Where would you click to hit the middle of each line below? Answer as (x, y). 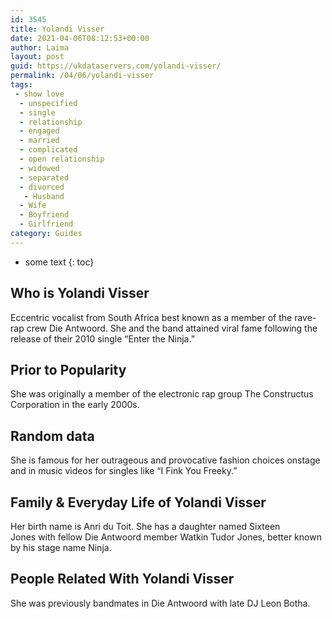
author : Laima (40, 47)
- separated (44, 177)
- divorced (42, 187)
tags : (21, 85)
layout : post (37, 57)
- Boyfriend (44, 215)
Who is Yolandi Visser (80, 293)
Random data (52, 436)
